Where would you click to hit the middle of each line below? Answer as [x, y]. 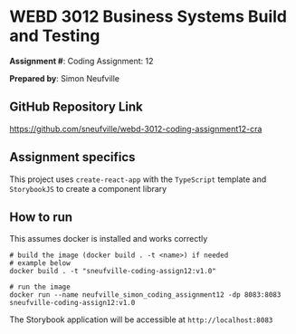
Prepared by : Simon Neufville [65, 78]
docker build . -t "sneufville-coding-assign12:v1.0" [113, 272]
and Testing [55, 36]
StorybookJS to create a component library [88, 188]
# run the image [40, 287]
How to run [41, 217]
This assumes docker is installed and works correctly [109, 239]
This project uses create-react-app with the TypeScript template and [138, 179]
